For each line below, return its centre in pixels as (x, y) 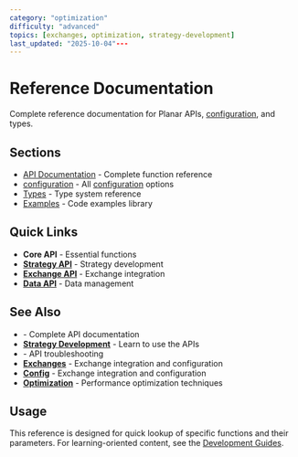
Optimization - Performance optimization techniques (122, 383)
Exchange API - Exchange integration (94, 273)
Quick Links (44, 233)
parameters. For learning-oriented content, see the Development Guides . (147, 443)
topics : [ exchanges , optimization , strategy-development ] (122, 35)
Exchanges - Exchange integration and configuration (123, 363)
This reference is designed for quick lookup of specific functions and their (149, 433)
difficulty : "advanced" (55, 27)
